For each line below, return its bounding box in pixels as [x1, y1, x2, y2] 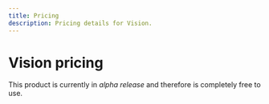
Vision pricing [8, 54, 104, 72]
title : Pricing [8, 11, 59, 20]
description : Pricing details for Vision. [8, 19, 153, 27]
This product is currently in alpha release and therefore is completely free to [8, 80, 261, 90]
